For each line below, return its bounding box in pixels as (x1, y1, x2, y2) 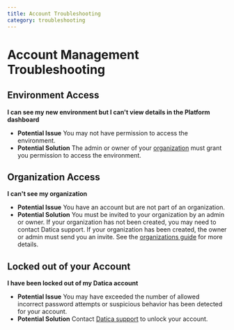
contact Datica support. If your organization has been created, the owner (17, 225, 227, 234)
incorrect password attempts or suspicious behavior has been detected (17, 300, 223, 308)
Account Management (7, 47, 139, 63)
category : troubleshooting (7, 17, 86, 24)
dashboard (7, 115, 40, 123)
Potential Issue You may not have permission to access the (17, 128, 188, 137)
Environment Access (7, 89, 100, 101)
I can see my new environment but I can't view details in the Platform (7, 107, 210, 116)
